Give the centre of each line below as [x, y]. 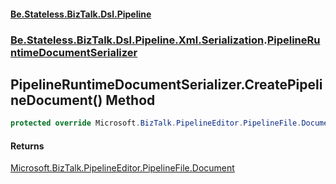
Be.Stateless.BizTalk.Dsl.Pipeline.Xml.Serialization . [139, 40]
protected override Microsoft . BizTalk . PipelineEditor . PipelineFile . [156, 123]
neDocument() [56, 100]
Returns [27, 146]
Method [130, 100]
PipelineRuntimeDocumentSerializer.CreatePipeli [166, 84]
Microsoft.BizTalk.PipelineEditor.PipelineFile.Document [122, 168]
